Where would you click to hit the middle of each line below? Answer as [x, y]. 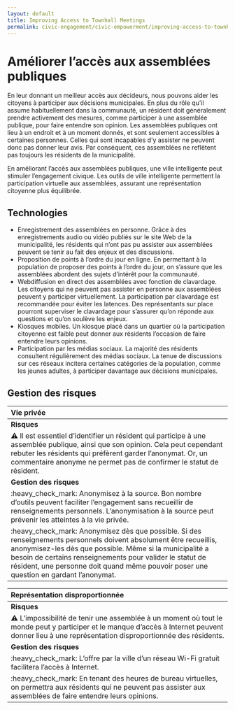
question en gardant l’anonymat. [64, 574]
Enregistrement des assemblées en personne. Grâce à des [102, 230]
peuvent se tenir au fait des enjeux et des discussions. [96, 252]
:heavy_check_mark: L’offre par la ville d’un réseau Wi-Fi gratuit [115, 658]
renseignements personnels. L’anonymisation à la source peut [112, 511]
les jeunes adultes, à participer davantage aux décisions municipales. [117, 371]
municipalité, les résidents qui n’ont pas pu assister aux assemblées [115, 245]
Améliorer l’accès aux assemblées [109, 61]
